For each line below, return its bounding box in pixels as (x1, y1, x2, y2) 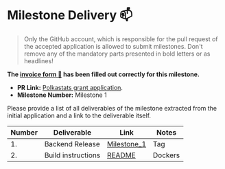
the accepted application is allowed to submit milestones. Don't (23, 42, 204, 50)
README (106, 150, 136, 160)
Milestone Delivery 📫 (7, 8, 133, 23)
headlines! (23, 56, 54, 65)
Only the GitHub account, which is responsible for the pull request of (23, 34, 218, 43)
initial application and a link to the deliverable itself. (7, 111, 152, 120)
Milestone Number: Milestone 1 (16, 91, 108, 99)
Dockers (153, 150, 180, 160)
